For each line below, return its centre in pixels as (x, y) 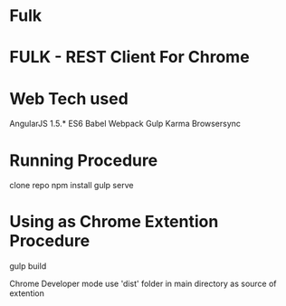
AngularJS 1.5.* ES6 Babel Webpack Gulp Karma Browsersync (125, 124)
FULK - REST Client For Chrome (130, 57)
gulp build (28, 266)
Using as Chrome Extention (114, 222)
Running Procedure (84, 160)
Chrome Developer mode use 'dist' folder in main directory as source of (143, 284)
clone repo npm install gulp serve (71, 186)
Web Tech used (69, 98)
